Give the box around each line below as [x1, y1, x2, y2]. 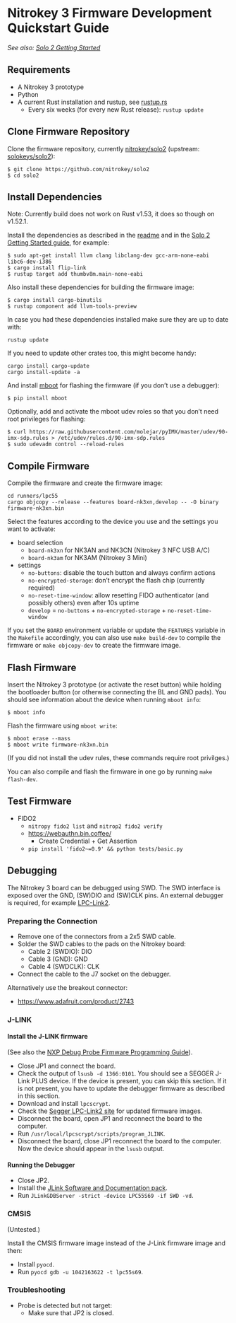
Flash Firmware [7, 661, 77, 673]
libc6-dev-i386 [7, 258, 52, 266]
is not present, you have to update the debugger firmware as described [17, 1084, 225, 1093]
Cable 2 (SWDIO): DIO [27, 947, 93, 955]
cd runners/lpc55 [7, 493, 58, 500]
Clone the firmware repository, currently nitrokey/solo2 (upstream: [7, 144, 200, 153]
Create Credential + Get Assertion [38, 837, 137, 845]
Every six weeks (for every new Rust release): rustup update [27, 105, 204, 114]
